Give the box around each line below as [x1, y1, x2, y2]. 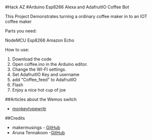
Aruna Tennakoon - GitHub [12, 130, 65, 135]
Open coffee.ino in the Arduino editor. [12, 62, 88, 67]
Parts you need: [5, 28, 37, 33]
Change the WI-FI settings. [12, 66, 67, 72]
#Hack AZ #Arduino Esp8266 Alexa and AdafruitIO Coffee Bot [5, 4, 130, 10]
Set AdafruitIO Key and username [12, 72, 79, 77]
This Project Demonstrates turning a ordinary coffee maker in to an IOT [5, 14, 148, 19]
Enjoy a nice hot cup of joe [12, 87, 66, 93]
